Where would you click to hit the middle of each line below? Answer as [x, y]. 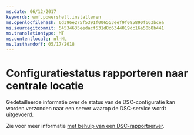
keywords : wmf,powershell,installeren [53, 17]
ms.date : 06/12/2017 [31, 11]
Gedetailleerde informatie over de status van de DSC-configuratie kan [91, 102]
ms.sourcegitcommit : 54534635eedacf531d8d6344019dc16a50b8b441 [85, 28]
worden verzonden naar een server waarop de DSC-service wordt [86, 108]
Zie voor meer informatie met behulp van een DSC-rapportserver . [85, 126]
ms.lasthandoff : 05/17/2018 [41, 45]
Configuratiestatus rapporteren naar [97, 73]
